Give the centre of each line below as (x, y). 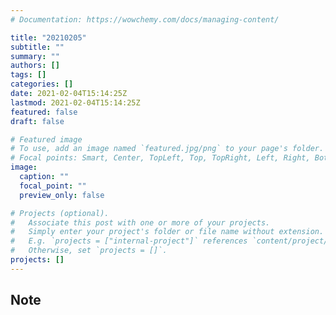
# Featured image (46, 139)
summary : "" (35, 56)
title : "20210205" (48, 37)
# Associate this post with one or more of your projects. (140, 222)
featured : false (44, 112)
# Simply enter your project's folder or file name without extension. (167, 232)
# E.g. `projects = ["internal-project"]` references (129, 241)
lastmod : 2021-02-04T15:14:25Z (75, 102)
